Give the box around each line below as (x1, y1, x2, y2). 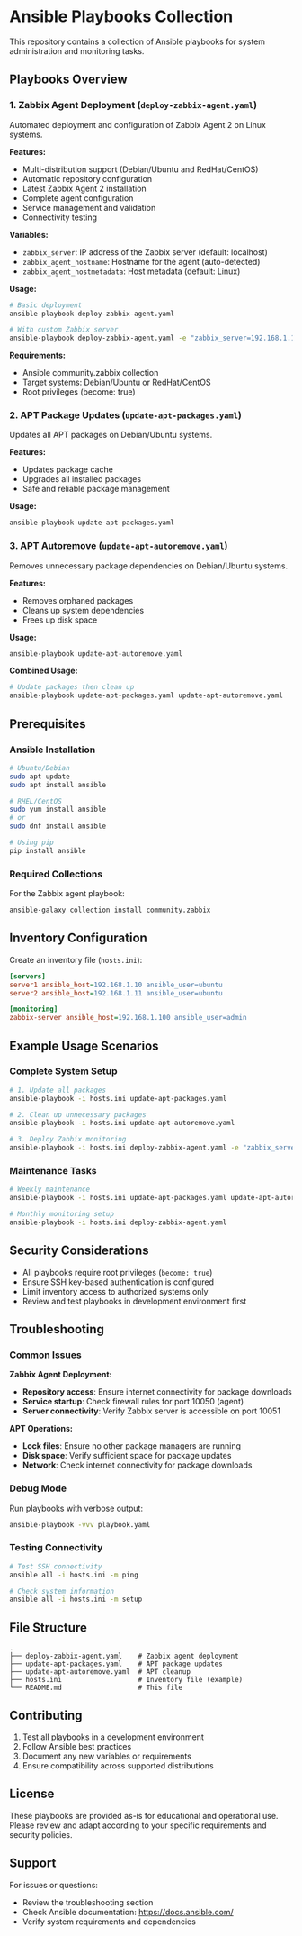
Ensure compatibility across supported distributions (22, 1759, 214, 1771)
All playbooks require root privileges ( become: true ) (22, 1267, 213, 1277)
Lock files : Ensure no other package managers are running (22, 1441, 241, 1451)
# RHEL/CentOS (9, 796, 63, 805)
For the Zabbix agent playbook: (9, 888, 126, 899)
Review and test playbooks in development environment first (22, 1295, 247, 1306)
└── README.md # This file (9, 1683, 182, 1693)
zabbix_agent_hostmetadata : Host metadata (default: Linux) (22, 266, 241, 277)
